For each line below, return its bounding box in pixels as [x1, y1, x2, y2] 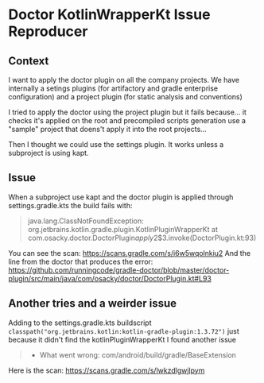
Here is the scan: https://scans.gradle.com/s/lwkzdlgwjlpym [8, 366, 205, 375]
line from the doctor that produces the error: [8, 257, 153, 266]
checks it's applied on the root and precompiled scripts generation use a [8, 116, 247, 125]
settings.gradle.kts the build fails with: [8, 200, 133, 210]
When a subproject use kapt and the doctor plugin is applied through [8, 192, 234, 202]
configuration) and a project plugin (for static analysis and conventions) [8, 92, 243, 101]
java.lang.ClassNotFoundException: [27, 216, 145, 226]
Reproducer [8, 22, 88, 41]
